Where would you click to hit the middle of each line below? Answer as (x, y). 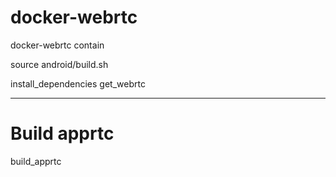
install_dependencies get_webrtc (78, 83)
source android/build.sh (59, 64)
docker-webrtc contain (57, 45)
